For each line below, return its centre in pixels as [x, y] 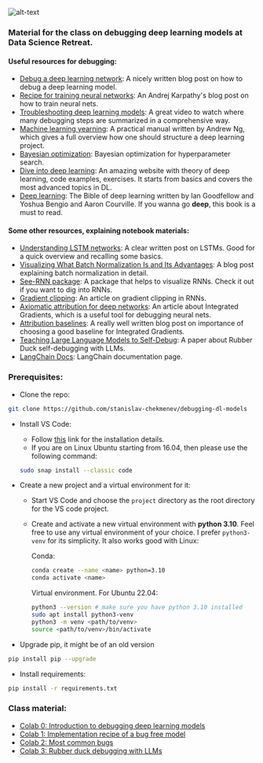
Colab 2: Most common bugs [66, 742]
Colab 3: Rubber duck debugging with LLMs [91, 750]
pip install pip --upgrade [52, 659]
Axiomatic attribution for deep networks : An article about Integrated [129, 306]
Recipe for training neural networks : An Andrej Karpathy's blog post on [134, 95]
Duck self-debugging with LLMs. [72, 348]
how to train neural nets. [59, 104]
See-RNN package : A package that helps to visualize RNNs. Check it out [137, 281]
